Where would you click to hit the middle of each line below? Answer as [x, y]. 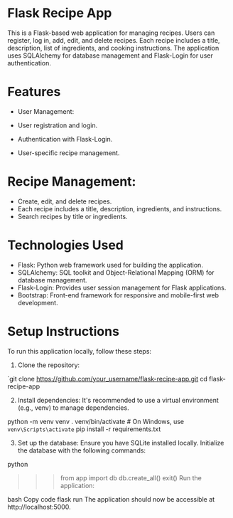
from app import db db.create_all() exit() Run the [131, 477]
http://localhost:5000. [39, 507]
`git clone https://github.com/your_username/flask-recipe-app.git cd [108, 379]
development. [38, 302]
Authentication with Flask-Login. [65, 139]
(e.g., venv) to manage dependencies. [73, 408]
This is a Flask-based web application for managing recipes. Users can [111, 33]
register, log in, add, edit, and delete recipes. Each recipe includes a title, [114, 40]
